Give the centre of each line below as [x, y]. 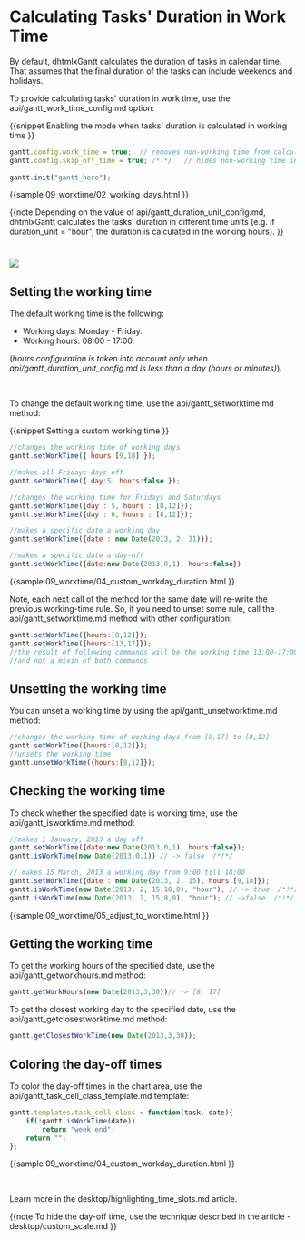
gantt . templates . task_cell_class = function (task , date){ [121, 1113]
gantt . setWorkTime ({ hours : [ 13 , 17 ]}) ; [81, 644]
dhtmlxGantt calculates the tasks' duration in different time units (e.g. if [142, 222]
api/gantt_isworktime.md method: [72, 822]
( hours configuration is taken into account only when [109, 359]
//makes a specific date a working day [85, 531]
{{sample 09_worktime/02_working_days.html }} [99, 195]
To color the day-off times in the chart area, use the [106, 1086]
